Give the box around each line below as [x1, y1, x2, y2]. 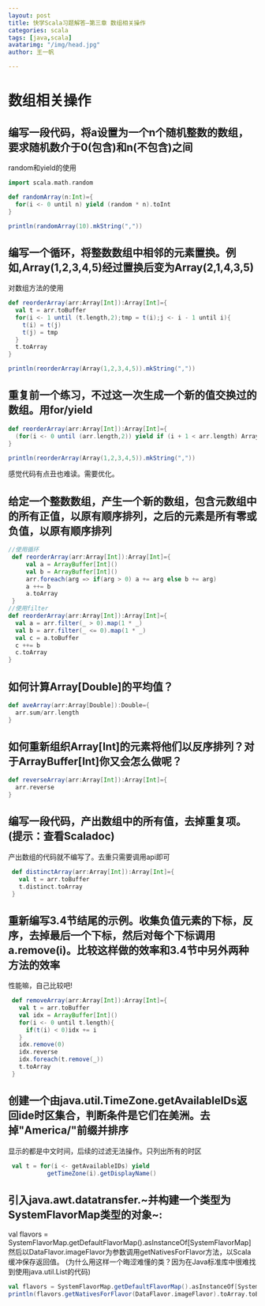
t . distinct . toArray [18, 883, 83, 891]
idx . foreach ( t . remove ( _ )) [18, 1055, 104, 1064]
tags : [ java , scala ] [8, 33, 73, 42]
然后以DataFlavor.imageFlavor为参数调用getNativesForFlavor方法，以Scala [8, 1247, 252, 1257]
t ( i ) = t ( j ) [22, 321, 62, 329]
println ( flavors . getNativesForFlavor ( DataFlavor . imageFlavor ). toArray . [8, 1290, 248, 1298]
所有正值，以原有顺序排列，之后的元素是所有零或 [18, 509, 257, 523]
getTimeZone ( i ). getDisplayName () [47, 1169, 157, 1177]
